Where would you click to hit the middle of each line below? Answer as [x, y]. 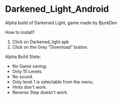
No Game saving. [30, 66]
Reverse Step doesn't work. [40, 92]
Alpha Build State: [23, 56]
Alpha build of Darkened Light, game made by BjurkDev [61, 23]
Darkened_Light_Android [57, 9]
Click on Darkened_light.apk [41, 42]
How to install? [20, 32]
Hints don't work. [30, 87]
